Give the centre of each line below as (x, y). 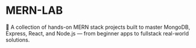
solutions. (18, 40)
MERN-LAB (34, 10)
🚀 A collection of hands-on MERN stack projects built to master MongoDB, (98, 27)
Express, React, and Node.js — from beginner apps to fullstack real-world (97, 33)
